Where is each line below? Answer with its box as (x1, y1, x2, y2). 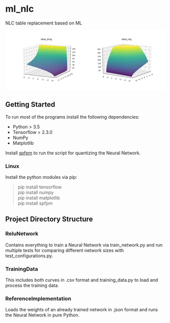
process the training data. (5, 282, 60, 288)
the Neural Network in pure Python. (5, 312, 80, 318)
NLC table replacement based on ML (5, 20, 82, 26)
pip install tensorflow (17, 184, 62, 190)
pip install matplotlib (17, 195, 60, 201)
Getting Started (5, 100, 55, 109)
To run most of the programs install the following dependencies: (5, 114, 140, 120)
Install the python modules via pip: (5, 174, 77, 180)
